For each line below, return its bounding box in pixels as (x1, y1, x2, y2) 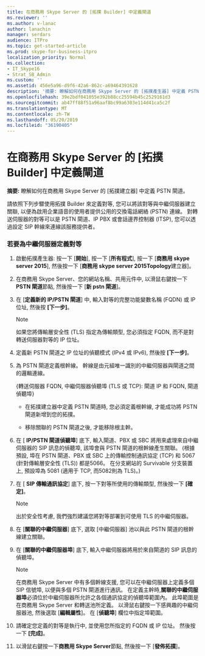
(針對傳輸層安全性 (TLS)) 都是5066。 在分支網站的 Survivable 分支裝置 (15, 460, 193, 467)
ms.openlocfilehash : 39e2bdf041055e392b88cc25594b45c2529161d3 (7, 94, 171, 100)
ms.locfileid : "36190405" (7, 123, 72, 129)
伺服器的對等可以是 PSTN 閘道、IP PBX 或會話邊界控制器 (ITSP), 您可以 (12, 215, 191, 223)
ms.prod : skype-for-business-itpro (7, 49, 97, 55)
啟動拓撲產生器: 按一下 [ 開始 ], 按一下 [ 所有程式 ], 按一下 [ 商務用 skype (15, 254, 190, 262)
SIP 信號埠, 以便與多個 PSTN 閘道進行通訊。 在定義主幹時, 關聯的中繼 (15, 586, 188, 594)
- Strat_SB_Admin (7, 71, 51, 77)
